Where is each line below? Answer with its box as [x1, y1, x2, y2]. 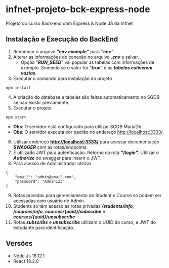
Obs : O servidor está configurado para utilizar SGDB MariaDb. [13, 123, 143, 130]
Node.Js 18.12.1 [13, 252, 45, 259]
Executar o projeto [13, 105, 52, 111]
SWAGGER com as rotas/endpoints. [13, 144, 88, 150]
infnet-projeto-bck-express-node [6, 4, 150, 15]
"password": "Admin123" [15, 179, 65, 184]
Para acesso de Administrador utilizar [13, 160, 92, 166]
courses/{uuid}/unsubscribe [13, 214, 75, 220]
